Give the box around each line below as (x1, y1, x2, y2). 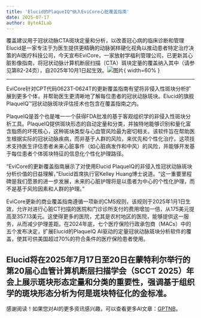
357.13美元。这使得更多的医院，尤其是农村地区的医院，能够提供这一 (16, 213, 184, 220)
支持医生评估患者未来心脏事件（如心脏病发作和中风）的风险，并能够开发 (11, 143, 190, 150)
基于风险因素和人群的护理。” (16, 185, 85, 192)
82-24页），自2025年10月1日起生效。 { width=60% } (16, 67, 160, 74)
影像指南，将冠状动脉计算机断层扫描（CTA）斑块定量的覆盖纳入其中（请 (11, 59, 190, 66)
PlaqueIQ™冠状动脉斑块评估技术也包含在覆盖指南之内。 (6, 100, 142, 108)
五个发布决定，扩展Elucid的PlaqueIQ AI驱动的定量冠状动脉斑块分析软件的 (6, 228, 187, 235)
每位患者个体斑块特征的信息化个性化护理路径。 (11, 150, 127, 157)
